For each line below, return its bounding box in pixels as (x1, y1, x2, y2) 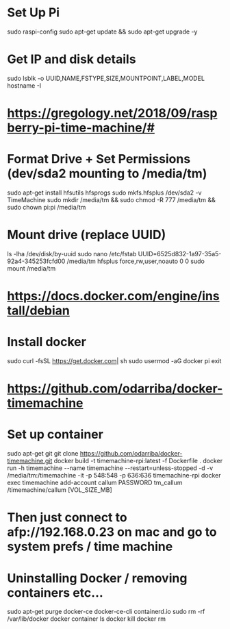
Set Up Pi (7, 5, 60, 21)
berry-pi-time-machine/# (7, 120, 155, 136)
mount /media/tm (7, 264, 56, 272)
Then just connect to (7, 510, 128, 526)
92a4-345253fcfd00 (7, 257, 66, 265)
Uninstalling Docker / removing (7, 570, 188, 586)
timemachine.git (7, 457, 53, 465)
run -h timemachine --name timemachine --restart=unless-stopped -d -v (7, 464, 214, 472)
